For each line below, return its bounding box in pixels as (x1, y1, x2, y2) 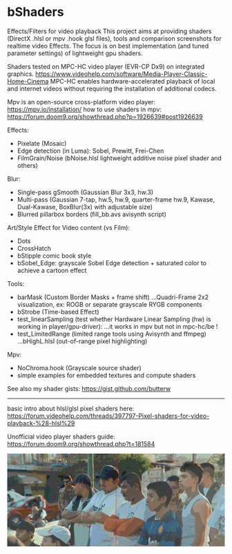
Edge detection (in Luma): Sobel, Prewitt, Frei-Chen (17, 146, 164, 155)
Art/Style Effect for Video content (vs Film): (7, 223, 130, 231)
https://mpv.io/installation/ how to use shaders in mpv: (7, 105, 162, 113)
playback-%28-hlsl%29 (7, 419, 75, 427)
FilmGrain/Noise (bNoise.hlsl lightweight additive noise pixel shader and (17, 153, 222, 162)
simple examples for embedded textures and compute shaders (17, 371, 196, 379)
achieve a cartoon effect (17, 266, 87, 274)
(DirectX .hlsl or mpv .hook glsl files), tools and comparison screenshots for (7, 34, 222, 42)
